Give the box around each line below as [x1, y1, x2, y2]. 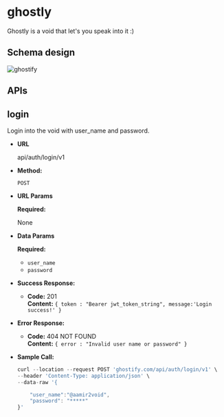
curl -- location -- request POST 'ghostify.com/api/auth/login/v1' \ [16, 365, 218, 373]
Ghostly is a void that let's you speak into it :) [7, 27, 135, 35]
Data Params [16, 232, 55, 240]
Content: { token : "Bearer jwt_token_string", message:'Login [27, 300, 212, 308]
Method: [16, 166, 43, 174]
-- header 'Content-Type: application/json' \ [16, 372, 150, 379]
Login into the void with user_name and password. [7, 126, 150, 135]
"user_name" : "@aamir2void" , [30, 391, 110, 398]
